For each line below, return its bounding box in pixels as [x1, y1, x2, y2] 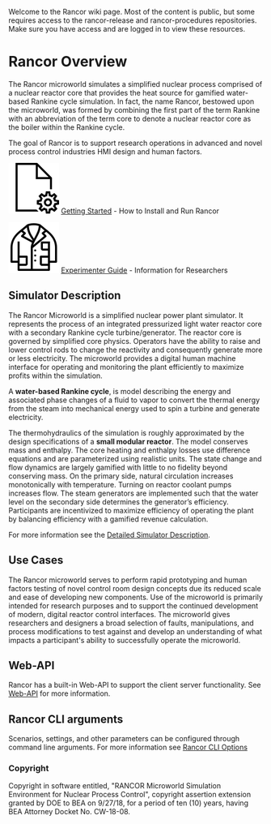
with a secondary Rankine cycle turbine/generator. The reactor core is [8, 328, 242, 337]
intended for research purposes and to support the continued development [8, 600, 259, 611]
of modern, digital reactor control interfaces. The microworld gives [8, 609, 231, 619]
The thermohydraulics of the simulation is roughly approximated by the [8, 427, 245, 437]
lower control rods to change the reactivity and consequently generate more [8, 345, 263, 354]
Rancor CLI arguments [8, 712, 124, 726]
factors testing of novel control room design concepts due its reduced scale [8, 583, 261, 593]
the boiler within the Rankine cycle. [8, 122, 125, 132]
